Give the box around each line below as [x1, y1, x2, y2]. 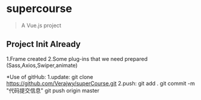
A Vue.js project [21, 22, 62, 29]
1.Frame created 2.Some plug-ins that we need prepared [6, 55, 148, 62]
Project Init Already [6, 39, 81, 49]
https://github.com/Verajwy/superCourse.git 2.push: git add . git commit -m [6, 80, 196, 87]
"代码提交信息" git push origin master [6, 87, 100, 94]
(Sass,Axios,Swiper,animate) [6, 61, 78, 69]
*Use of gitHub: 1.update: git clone [6, 73, 94, 80]
